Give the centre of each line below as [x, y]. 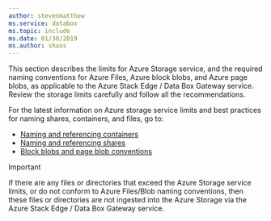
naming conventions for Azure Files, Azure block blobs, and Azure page [128, 77]
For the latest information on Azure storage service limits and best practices [135, 110]
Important [25, 167]
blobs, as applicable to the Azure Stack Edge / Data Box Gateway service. [131, 86]
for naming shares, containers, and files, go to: [86, 119]
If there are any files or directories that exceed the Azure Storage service [130, 183]
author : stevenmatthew [47, 16]
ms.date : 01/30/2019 [43, 38]
